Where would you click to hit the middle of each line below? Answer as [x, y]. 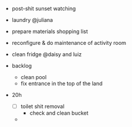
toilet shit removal [43, 106]
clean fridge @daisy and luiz [47, 54]
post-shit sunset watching [44, 9]
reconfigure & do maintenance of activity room [69, 43]
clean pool [34, 77]
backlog [22, 66]
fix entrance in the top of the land [62, 83]
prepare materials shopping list [50, 31]
